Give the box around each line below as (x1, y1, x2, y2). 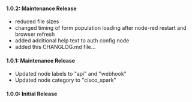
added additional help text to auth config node (14, 37, 130, 44)
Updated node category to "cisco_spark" (14, 76, 116, 84)
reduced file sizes (14, 18, 59, 25)
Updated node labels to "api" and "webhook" (14, 70, 127, 78)
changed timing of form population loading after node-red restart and (14, 24, 187, 32)
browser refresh (14, 30, 55, 38)
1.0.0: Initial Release (6, 90, 58, 97)
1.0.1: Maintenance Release (6, 57, 76, 64)
